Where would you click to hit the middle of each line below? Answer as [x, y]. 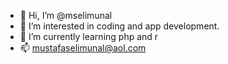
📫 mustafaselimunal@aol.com [83, 48]
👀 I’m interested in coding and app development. [119, 26]
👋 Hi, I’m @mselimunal [66, 15]
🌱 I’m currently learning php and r [89, 36]
